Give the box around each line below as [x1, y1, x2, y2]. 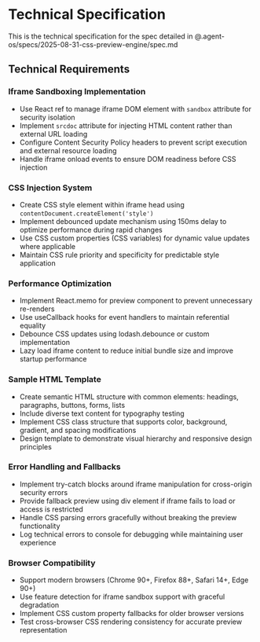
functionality [19, 521, 60, 530]
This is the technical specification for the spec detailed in [8, 31, 193, 41]
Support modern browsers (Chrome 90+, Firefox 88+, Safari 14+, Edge [19, 575, 249, 585]
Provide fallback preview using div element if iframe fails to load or [19, 496, 236, 505]
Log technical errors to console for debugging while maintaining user [19, 529, 244, 539]
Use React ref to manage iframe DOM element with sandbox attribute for [19, 104, 251, 113]
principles [19, 442, 53, 451]
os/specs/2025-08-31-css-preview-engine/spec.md [8, 39, 178, 49]
